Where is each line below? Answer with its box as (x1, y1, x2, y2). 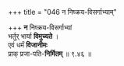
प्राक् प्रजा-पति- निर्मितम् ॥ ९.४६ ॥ (8, 49, 92, 58)
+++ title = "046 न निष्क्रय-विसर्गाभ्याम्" (8, 8, 117, 16)
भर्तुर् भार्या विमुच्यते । (8, 32, 59, 40)
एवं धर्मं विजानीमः (8, 40, 48, 50)
